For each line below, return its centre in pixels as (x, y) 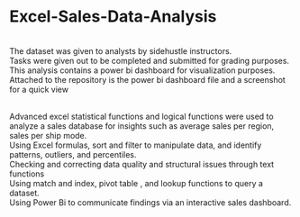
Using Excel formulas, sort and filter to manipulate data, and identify (136, 145)
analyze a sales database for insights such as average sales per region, (142, 126)
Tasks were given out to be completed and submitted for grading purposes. (150, 60)
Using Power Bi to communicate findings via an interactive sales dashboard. (150, 202)
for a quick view (39, 89)
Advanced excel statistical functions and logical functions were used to (141, 116)
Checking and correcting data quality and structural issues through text (142, 164)
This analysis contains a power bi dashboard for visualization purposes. (142, 70)
